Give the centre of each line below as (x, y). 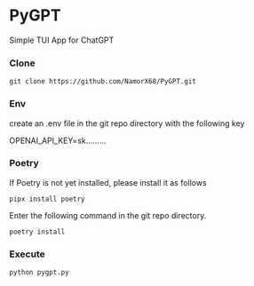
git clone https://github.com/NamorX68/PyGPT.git (103, 82)
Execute (28, 254)
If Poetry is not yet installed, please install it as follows (108, 182)
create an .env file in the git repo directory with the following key (127, 123)
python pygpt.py (39, 273)
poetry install (37, 232)
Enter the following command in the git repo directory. (108, 215)
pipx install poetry (48, 199)
